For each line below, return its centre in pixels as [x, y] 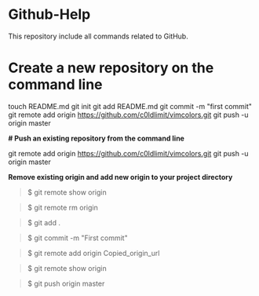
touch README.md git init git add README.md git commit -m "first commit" [130, 106]
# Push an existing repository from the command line [96, 138]
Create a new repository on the [111, 68]
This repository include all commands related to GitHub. [98, 36]
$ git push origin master [66, 283]
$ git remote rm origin [62, 207]
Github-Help [49, 15]
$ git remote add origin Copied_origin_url [93, 253]
